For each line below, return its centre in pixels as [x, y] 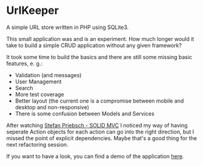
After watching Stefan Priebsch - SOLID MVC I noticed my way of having [97, 125]
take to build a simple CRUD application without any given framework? [94, 45]
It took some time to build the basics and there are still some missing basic [99, 57]
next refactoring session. [37, 144]
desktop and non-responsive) [52, 107]
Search [24, 88]
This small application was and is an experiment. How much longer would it [100, 39]
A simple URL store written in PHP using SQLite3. [68, 27]
